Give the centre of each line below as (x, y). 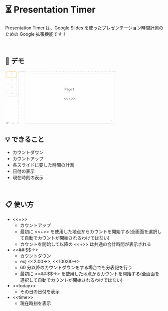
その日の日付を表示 (40, 291)
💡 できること (25, 139)
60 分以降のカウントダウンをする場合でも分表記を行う (76, 267)
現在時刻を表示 (35, 303)
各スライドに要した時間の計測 (43, 165)
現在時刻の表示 (28, 178)
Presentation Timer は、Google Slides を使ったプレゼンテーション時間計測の (84, 28)
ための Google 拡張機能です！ (36, 34)
